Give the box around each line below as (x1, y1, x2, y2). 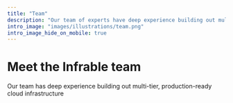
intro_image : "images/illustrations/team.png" (7, 23, 144, 30)
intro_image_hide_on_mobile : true (7, 29, 107, 37)
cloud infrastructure (7, 89, 64, 97)
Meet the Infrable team (7, 59, 141, 75)
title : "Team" (7, 10, 49, 17)
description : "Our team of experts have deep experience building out (7, 17, 216, 24)
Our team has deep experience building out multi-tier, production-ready (7, 82, 212, 91)
